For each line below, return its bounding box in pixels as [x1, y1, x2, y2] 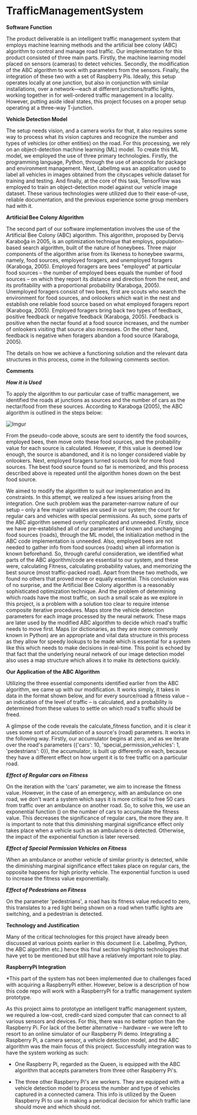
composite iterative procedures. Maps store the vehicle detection [6, 607, 164, 614]
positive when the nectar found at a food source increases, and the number [6, 319, 189, 326]
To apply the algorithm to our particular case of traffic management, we [6, 390, 179, 397]
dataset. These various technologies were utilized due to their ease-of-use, [6, 190, 189, 197]
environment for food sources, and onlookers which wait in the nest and [6, 294, 181, 301]
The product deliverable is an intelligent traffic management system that [6, 35, 181, 42]
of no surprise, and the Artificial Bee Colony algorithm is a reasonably [6, 581, 175, 588]
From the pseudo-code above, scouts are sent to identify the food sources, [6, 432, 188, 439]
